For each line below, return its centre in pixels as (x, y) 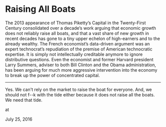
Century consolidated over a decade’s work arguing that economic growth (81, 28)
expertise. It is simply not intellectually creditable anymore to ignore (74, 54)
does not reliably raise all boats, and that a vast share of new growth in (77, 33)
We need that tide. (24, 100)
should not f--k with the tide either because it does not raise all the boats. (80, 94)
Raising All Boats (40, 9)
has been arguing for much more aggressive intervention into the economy (81, 70)
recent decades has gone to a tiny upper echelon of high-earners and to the (83, 39)
